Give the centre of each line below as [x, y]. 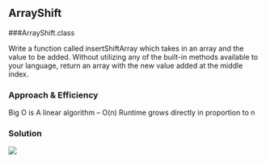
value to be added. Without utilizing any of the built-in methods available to [133, 56]
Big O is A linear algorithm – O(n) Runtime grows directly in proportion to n [132, 113]
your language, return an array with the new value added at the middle [126, 65]
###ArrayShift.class [42, 32]
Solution [25, 134]
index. [19, 74]
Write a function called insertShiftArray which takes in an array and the [126, 48]
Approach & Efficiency [53, 94]
